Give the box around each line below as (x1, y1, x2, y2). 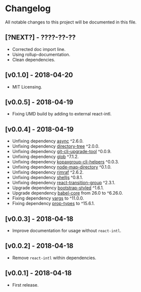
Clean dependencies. (12, 57, 55, 63)
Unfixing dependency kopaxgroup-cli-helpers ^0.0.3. (12, 159, 119, 165)
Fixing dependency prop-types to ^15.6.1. (12, 201, 95, 206)
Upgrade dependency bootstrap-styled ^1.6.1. (12, 185, 104, 191)
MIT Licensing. (12, 84, 43, 90)
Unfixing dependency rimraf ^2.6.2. (12, 169, 84, 175)
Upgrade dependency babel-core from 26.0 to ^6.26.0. (12, 190, 123, 196)
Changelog (5, 3, 51, 14)
